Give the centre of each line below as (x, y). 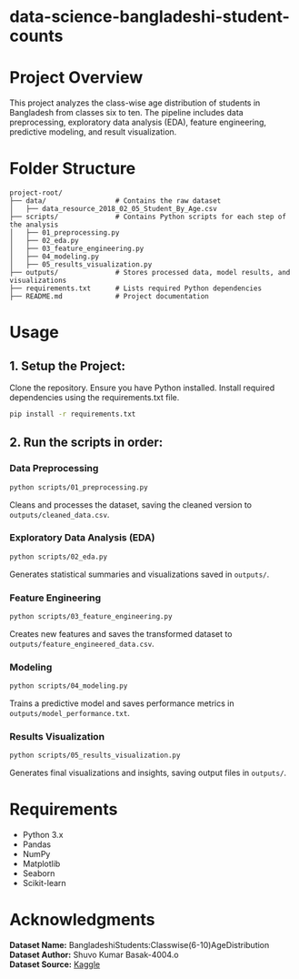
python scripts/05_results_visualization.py (95, 756)
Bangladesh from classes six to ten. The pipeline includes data (126, 113)
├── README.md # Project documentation (109, 297)
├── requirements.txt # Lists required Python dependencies (135, 288)
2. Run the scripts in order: (86, 443)
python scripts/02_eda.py (58, 557)
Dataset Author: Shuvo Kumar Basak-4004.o (94, 955)
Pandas (37, 844)
